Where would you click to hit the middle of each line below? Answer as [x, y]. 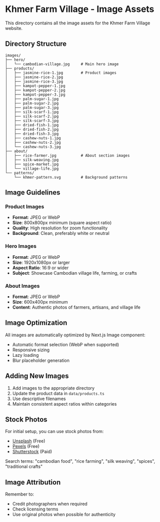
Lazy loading [25, 355]
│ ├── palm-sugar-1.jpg [32, 99]
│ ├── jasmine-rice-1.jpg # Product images [61, 73]
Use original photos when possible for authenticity [64, 515]
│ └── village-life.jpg [32, 168]
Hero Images [21, 246]
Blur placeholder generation [41, 360]
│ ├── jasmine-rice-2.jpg [34, 77]
